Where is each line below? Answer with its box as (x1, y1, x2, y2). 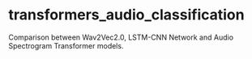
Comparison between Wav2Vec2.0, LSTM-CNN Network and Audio (8, 32, 233, 42)
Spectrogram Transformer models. (8, 40, 124, 50)
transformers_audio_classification (8, 6, 245, 24)
